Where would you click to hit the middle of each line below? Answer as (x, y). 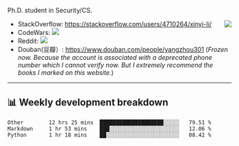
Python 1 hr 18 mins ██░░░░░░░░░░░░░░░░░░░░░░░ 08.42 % (110, 135)
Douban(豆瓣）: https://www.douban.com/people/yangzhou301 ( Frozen (123, 49)
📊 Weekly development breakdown (88, 103)
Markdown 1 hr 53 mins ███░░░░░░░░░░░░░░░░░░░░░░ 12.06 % (110, 129)
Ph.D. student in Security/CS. (50, 10)
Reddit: (28, 41)
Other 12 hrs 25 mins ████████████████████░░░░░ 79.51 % (110, 122)
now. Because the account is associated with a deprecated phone (115, 57)
